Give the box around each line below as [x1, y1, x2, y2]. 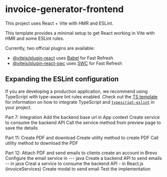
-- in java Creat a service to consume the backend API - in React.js [5, 160, 144, 166]
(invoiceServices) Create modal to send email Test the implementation [5, 165, 151, 172]
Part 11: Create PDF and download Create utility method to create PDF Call [5, 135, 159, 141]
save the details [5, 125, 38, 131]
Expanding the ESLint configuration [5, 75, 119, 84]
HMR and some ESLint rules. [5, 35, 64, 41]
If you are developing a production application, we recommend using [5, 88, 148, 94]
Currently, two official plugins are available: [5, 45, 95, 51]
